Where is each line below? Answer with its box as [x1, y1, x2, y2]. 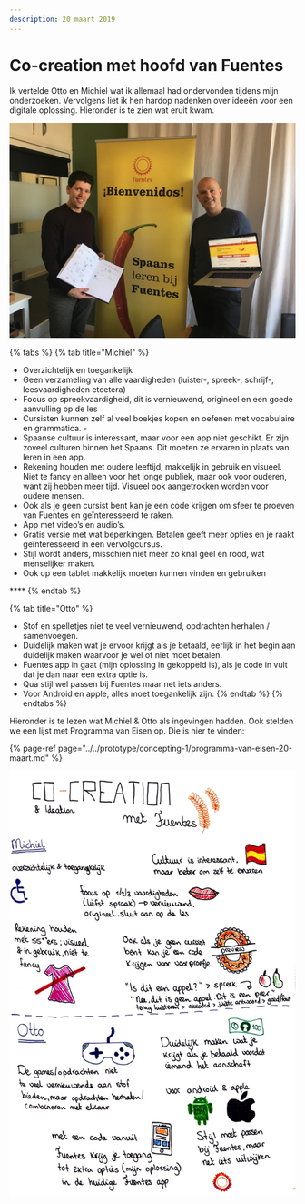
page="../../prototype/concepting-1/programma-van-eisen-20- [57, 743, 293, 754]
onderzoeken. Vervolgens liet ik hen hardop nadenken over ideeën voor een [9, 95, 293, 106]
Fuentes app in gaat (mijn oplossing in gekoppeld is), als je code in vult [22, 659, 288, 670]
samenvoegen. [22, 630, 79, 641]
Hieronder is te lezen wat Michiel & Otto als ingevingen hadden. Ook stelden [9, 715, 294, 726]
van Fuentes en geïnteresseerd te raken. [22, 510, 174, 521]
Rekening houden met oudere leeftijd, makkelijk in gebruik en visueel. [22, 460, 283, 472]
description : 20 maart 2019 [9, 15, 116, 24]
